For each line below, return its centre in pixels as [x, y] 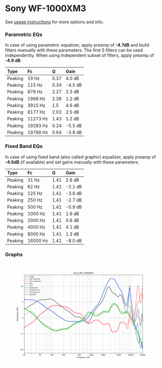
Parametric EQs [24, 34]
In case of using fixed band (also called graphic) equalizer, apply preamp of [81, 157]
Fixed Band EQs [24, 146]
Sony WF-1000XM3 [46, 8]
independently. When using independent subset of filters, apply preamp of [80, 55]
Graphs [14, 254]
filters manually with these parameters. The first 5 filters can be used [74, 50]
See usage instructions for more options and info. [55, 22]
